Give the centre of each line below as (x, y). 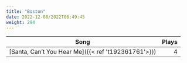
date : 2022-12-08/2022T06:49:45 (45, 17)
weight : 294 (21, 22)
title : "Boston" (26, 11)
